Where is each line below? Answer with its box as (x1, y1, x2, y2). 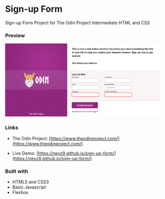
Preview (5, 32, 25, 39)
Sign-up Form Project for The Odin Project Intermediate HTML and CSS (5, 20, 150, 26)
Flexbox (12, 190, 29, 196)
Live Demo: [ (12, 150, 38, 156)
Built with (5, 167, 29, 174)
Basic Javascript (12, 184, 46, 190)
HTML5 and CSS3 (12, 179, 49, 185)
